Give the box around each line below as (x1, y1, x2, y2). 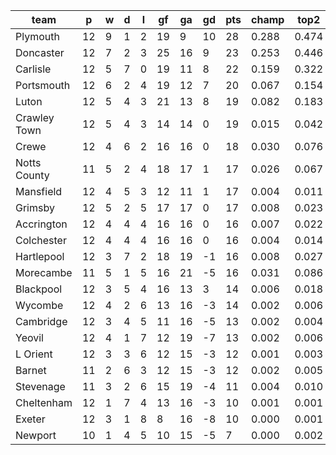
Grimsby (15, 201, 55, 214)
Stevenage (15, 380, 66, 393)
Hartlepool (15, 250, 65, 263)
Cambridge (15, 315, 68, 328)
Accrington (15, 217, 68, 231)
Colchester (15, 234, 67, 247)
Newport (15, 429, 57, 442)
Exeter (15, 412, 46, 426)
